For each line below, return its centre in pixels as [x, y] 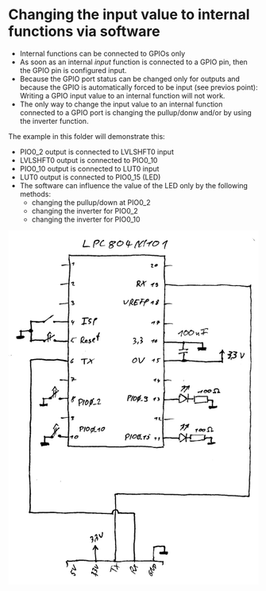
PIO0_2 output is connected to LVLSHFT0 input [97, 152]
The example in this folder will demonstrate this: [87, 136]
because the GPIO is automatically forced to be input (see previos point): [139, 87]
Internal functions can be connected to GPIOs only [102, 53]
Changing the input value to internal [129, 15]
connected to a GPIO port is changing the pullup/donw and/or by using [135, 112]
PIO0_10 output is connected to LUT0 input [89, 168]
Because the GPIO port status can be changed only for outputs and [130, 79]
